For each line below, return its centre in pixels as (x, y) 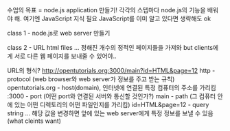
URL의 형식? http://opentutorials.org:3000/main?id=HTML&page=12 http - (111, 71)
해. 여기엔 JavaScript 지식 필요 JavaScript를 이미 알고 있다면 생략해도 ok (113, 18)
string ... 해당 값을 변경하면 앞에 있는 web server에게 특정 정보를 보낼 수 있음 (111, 113)
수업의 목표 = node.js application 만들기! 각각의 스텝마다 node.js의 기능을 (106, 10)
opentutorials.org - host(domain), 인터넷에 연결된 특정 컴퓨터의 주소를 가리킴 (112, 88)
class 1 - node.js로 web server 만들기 (59, 33)
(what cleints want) (34, 121)
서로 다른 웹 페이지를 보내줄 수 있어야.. (65, 56)
